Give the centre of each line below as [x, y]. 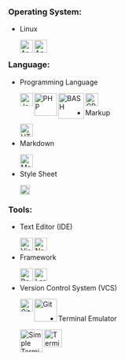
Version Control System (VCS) [68, 287]
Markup [98, 112]
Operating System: [45, 12]
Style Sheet [38, 174]
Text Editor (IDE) [46, 227]
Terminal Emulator [87, 318]
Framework [38, 257]
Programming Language [59, 82]
